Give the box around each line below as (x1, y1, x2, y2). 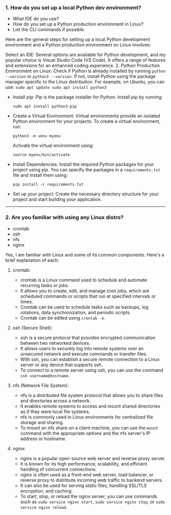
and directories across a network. (20, 397, 91, 404)
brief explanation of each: (5, 257, 60, 263)
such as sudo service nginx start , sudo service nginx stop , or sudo (20, 499, 165, 505)
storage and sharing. (20, 419, 64, 425)
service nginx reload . (20, 504, 68, 510)
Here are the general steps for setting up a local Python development (5, 36, 150, 42)
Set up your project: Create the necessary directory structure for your (12, 191, 159, 197)
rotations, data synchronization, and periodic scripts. (20, 309, 131, 315)
